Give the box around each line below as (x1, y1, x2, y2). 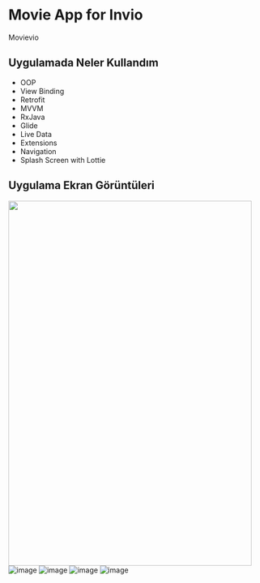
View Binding (19, 86, 65, 96)
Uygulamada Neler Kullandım (8, 56, 160, 70)
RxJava (19, 112, 45, 122)
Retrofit (19, 95, 45, 105)
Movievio (8, 32, 39, 42)
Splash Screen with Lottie (19, 155, 106, 165)
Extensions (19, 138, 58, 148)
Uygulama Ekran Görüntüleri (8, 178, 156, 192)
